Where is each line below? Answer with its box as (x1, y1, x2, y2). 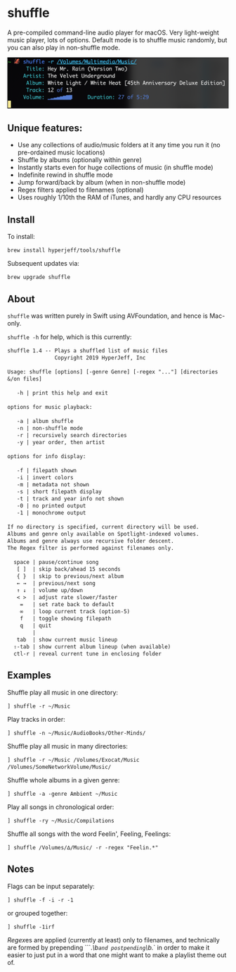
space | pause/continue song (13, 559, 99, 566)
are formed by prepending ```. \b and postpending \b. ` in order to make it (7, 943, 210, 952)
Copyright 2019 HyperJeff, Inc (54, 355, 146, 362)
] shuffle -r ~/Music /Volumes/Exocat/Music (7, 756, 140, 763)
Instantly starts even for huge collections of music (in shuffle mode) (17, 164, 214, 172)
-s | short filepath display (16, 488, 102, 496)
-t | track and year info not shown (16, 496, 124, 503)
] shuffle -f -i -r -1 (7, 897, 74, 904)
